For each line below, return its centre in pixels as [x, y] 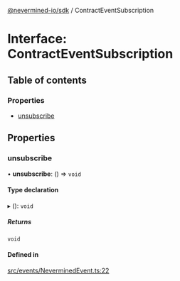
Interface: [37, 39]
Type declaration [33, 190]
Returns [20, 222]
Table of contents [47, 80]
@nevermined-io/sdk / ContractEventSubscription [81, 10]
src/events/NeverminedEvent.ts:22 [58, 270]
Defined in [23, 255]
